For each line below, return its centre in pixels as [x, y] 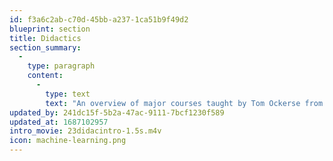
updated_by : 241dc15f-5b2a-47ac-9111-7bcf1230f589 [117, 112]
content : [45, 76]
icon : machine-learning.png [68, 141]
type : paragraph [61, 66]
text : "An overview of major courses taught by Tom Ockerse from [184, 103]
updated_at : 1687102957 [59, 122]
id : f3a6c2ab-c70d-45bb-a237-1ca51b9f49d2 [99, 19]
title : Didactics [45, 38]
